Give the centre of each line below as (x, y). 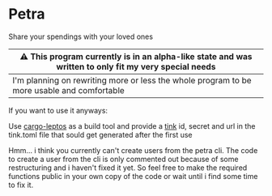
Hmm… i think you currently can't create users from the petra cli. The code (133, 150)
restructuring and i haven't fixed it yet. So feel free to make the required (128, 168)
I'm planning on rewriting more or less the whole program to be (132, 80)
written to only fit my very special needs (136, 66)
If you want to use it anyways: (58, 110)
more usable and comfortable (69, 90)
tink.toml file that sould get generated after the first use (100, 134)
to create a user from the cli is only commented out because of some (123, 159)
